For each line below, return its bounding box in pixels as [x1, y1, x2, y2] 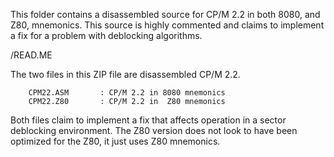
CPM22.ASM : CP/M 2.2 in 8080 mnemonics [28, 88, 226, 98]
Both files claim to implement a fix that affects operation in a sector [10, 114, 287, 126]
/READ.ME [10, 49, 53, 61]
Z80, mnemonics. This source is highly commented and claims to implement [10, 19, 325, 31]
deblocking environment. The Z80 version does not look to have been [10, 125, 298, 136]
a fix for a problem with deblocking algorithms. [10, 30, 203, 41]
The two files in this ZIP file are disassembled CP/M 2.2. [10, 69, 241, 80]
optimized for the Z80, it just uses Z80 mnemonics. [10, 135, 221, 147]
